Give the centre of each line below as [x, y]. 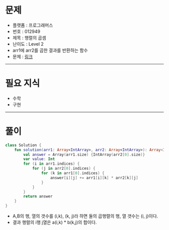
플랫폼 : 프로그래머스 [33, 25]
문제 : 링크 [23, 56]
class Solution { [23, 145]
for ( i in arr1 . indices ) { [52, 164]
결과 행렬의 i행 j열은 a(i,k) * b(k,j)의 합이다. [55, 222]
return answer [38, 196]
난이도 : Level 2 [28, 44]
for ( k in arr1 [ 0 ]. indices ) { [73, 173]
